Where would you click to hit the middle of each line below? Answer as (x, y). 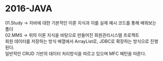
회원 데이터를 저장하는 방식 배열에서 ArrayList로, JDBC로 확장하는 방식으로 (77, 41)
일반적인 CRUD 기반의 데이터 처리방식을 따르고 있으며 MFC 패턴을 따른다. (76, 53)
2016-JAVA (29, 9)
